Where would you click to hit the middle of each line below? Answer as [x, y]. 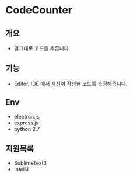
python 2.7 [27, 129]
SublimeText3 [30, 163]
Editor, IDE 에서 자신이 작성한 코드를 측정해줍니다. [71, 84]
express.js [26, 123]
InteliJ [21, 169]
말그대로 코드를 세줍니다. [42, 48]
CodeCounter [39, 10]
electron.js [27, 116]
